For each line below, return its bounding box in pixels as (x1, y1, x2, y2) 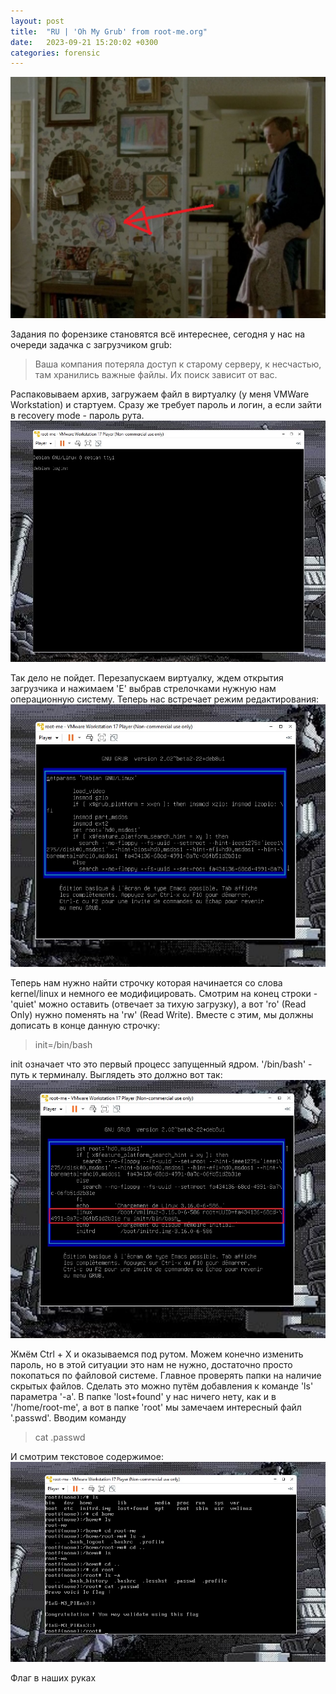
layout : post (10, 16, 65, 26)
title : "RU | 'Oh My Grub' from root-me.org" (10, 26, 208, 37)
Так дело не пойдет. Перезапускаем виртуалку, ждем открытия (10, 672, 284, 684)
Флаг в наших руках (10, 1671, 97, 1684)
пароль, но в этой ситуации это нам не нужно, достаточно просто (10, 1358, 293, 1370)
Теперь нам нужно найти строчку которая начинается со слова (10, 977, 283, 989)
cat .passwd (34, 1431, 86, 1443)
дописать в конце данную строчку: (10, 1020, 161, 1032)
